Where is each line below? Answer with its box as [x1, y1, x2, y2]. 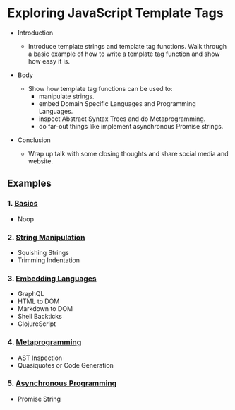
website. [28, 157, 53, 165]
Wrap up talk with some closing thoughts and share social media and [28, 149, 229, 158]
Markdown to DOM [17, 305, 73, 313]
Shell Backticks [17, 312, 62, 321]
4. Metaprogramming [7, 337, 82, 347]
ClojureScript [17, 320, 56, 328]
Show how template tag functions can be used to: [28, 84, 173, 93]
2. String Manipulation [7, 232, 85, 242]
